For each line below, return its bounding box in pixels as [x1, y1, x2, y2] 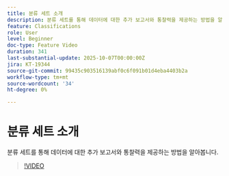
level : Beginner [7, 36, 53, 42]
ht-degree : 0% [7, 86, 48, 93]
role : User [7, 29, 38, 36]
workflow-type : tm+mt [7, 73, 69, 81]
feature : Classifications [7, 23, 81, 29]
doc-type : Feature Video [7, 42, 78, 49]
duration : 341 [7, 49, 48, 55]
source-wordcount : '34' [7, 80, 75, 87]
